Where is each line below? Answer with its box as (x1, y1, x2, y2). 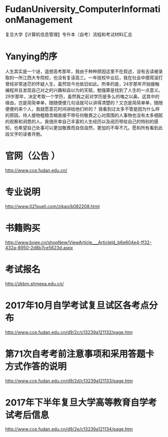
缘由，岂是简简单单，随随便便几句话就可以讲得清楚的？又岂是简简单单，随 (5, 99, 158, 106)
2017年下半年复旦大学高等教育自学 (5, 397, 148, 408)
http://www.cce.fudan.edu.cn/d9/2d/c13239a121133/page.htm (5, 377, 133, 384)
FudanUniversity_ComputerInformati (5, 4, 161, 15)
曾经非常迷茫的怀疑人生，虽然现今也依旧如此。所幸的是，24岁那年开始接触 (5, 81, 160, 87)
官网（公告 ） (5, 150, 60, 162)
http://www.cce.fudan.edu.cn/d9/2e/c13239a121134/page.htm (5, 426, 133, 432)
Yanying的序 (5, 51, 57, 62)
